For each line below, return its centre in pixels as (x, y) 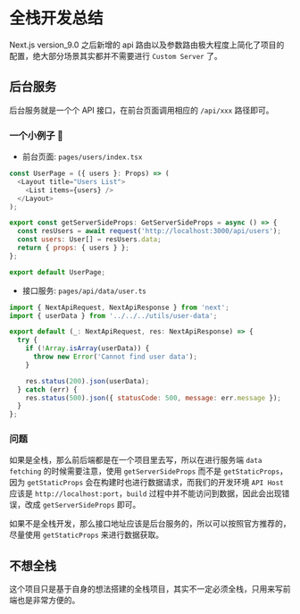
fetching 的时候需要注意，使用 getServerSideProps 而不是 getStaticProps (145, 471)
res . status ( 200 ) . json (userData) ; (87, 381)
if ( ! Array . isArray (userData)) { (87, 349)
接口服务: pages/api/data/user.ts (84, 290)
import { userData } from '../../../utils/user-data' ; (113, 315)
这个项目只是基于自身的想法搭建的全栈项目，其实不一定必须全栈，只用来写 (146, 589)
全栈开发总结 (57, 18)
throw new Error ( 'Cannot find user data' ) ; (115, 357)
